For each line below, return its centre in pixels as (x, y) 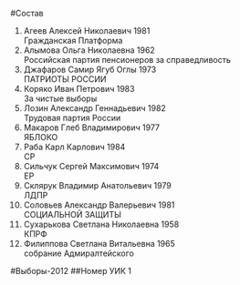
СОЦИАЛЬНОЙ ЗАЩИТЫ (73, 214)
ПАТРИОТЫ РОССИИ (65, 79)
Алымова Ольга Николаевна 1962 (89, 50)
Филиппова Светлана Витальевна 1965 (99, 244)
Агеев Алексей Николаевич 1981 (87, 31)
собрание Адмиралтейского (79, 253)
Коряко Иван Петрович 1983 (79, 89)
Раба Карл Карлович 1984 (74, 147)
